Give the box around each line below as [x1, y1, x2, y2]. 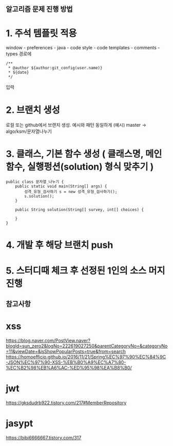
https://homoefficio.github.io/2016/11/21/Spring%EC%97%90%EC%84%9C [6, 354, 166, 360]
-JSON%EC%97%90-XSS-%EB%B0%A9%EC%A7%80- [6, 359, 126, 365]
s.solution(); [24, 194, 54, 199]
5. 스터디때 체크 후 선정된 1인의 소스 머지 [6, 265, 165, 276]
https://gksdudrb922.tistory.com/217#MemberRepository [6, 399, 127, 405]
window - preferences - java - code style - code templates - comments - [6, 45, 160, 51]
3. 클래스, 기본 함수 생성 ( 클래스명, [6, 148, 144, 160]
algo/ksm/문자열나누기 [6, 128, 52, 134]
